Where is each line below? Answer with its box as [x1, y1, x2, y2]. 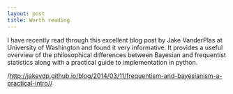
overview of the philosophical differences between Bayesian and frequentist [7, 50, 227, 59]
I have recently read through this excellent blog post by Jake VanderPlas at [7, 36, 223, 44]
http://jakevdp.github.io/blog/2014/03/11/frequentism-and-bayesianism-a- [9, 71, 223, 80]
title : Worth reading [7, 17, 70, 24]
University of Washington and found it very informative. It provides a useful [7, 43, 223, 52]
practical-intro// [7, 79, 53, 87]
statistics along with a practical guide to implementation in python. [7, 58, 198, 66]
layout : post [7, 10, 45, 17]
